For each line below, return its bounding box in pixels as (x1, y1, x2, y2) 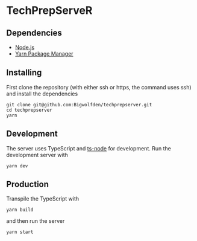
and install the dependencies (6, 90, 78, 97)
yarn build (6, 207, 34, 213)
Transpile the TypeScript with (6, 195, 80, 202)
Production (6, 179, 49, 190)
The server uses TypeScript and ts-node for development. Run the (6, 144, 172, 152)
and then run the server (6, 217, 65, 225)
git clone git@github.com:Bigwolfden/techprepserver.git (6, 101, 152, 108)
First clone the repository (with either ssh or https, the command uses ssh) (6, 83, 192, 91)
